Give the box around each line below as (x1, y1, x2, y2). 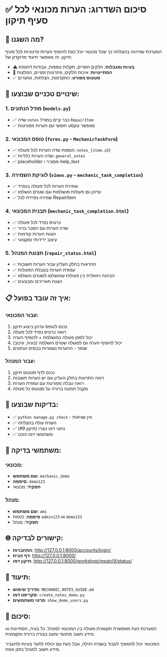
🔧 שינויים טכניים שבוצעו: (5, 90, 80, 98)
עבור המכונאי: (5, 312, 39, 319)
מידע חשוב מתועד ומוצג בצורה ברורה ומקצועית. (5, 631, 95, 637)
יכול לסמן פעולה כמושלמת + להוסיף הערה (12, 334, 93, 340)
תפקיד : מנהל (12, 519, 39, 525)
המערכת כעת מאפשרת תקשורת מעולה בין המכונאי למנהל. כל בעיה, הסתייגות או (5, 625, 157, 632)
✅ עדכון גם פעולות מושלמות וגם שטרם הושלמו (12, 189, 102, 195)
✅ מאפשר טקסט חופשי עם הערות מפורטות (12, 122, 95, 128)
